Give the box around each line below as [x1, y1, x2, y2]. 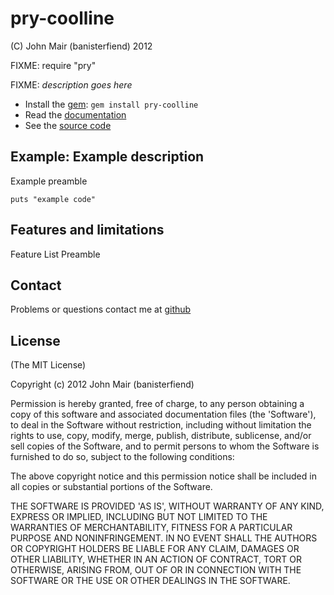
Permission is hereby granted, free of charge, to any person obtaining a [10, 398, 305, 410]
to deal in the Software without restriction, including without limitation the [10, 419, 312, 431]
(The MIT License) [10, 359, 87, 371]
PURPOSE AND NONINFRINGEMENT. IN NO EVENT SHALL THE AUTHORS [10, 532, 318, 544]
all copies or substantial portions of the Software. [10, 481, 213, 493]
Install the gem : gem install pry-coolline [24, 98, 199, 110]
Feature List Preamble [10, 248, 101, 260]
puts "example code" [10, 194, 97, 204]
